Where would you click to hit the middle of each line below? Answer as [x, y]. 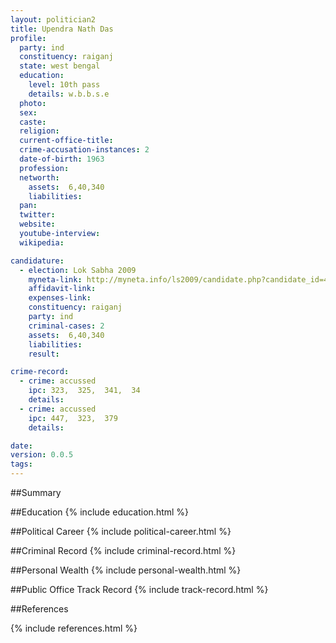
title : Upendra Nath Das [62, 29]
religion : [39, 131]
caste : [33, 122]
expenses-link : [60, 298]
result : [44, 354]
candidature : [37, 261]
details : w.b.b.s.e [69, 94]
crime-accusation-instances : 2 [84, 150]
